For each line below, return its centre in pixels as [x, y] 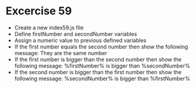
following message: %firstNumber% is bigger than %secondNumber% [102, 66]
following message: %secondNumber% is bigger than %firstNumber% [102, 78]
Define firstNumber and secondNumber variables [76, 34]
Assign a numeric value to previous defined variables [80, 40]
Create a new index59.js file [49, 28]
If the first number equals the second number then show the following [101, 47]
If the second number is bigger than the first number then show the [98, 72]
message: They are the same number [61, 53]
